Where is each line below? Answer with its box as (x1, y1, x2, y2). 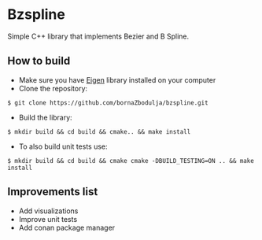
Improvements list (7, 185, 98, 198)
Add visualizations (18, 206, 79, 216)
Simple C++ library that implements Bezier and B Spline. (7, 31, 190, 41)
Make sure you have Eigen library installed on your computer (18, 75, 216, 84)
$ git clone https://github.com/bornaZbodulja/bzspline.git (7, 98, 209, 107)
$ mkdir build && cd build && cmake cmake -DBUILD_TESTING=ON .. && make (7, 157, 255, 164)
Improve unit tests (18, 214, 78, 223)
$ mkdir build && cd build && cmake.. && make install (7, 127, 191, 135)
